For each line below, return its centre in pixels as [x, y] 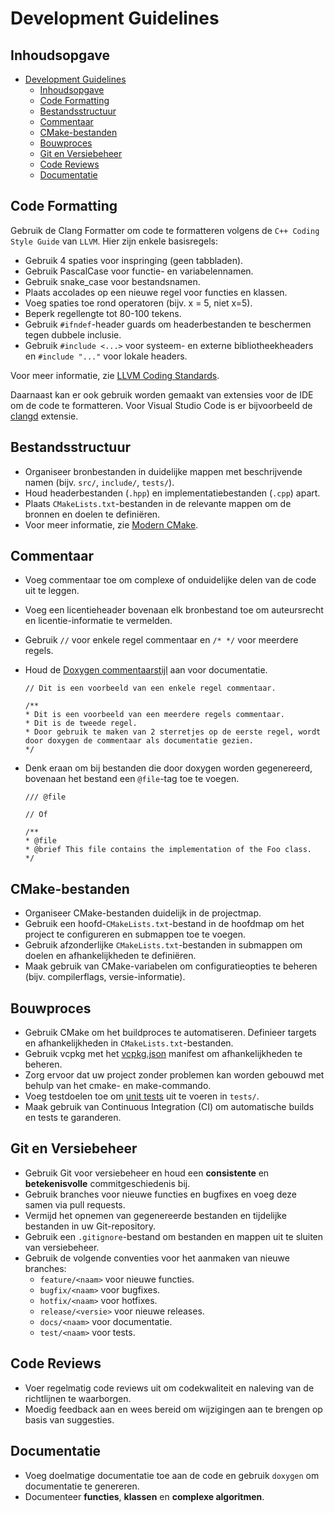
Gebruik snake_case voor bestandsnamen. [112, 281]
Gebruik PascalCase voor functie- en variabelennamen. [139, 271]
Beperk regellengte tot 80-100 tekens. [103, 313]
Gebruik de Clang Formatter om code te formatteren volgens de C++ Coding [165, 230]
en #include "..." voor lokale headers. [106, 356]
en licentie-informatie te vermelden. [98, 621]
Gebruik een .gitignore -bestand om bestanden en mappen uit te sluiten [174, 1236]
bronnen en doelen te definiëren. [92, 514]
